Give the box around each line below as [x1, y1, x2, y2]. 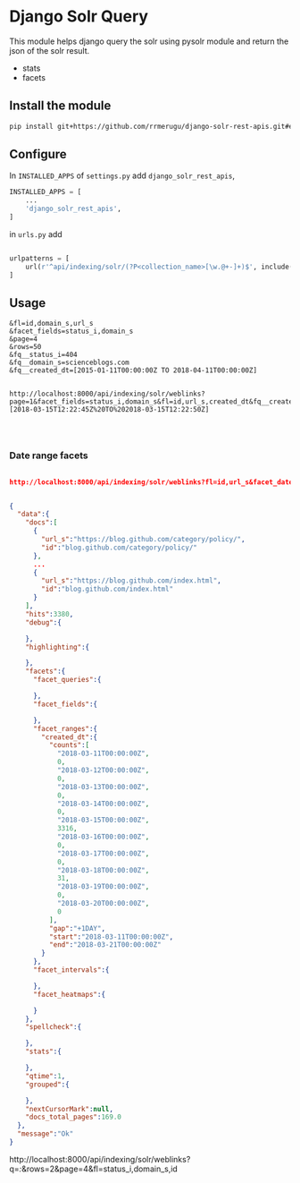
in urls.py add [9, 228, 62, 239]
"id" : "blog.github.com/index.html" [41, 584, 174, 594]
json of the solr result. [9, 45, 90, 55]
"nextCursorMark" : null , [25, 1104, 114, 1113]
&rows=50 [9, 343, 42, 352]
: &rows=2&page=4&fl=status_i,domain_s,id [19, 1163, 179, 1174]
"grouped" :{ [25, 1080, 70, 1089]
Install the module [9, 98, 112, 114]
